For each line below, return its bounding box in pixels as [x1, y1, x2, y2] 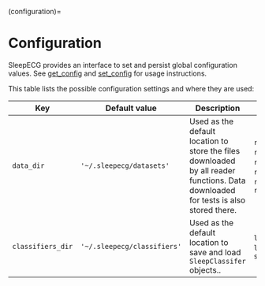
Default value [105, 102, 157, 113]
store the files [188, 145, 241, 156]
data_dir [12, 161, 45, 170]
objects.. [188, 264, 222, 275]
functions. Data [188, 175, 246, 186]
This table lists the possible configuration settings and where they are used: [8, 84, 255, 93]
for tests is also [188, 195, 246, 206]
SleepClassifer [188, 256, 246, 266]
